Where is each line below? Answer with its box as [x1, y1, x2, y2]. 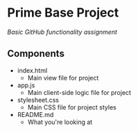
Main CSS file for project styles [27, 103, 117, 112]
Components [7, 48, 64, 60]
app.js [17, 81, 35, 89]
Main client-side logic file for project [27, 88, 132, 96]
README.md [17, 110, 54, 118]
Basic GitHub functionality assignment [7, 28, 118, 36]
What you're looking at [27, 118, 93, 126]
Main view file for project [27, 73, 99, 82]
